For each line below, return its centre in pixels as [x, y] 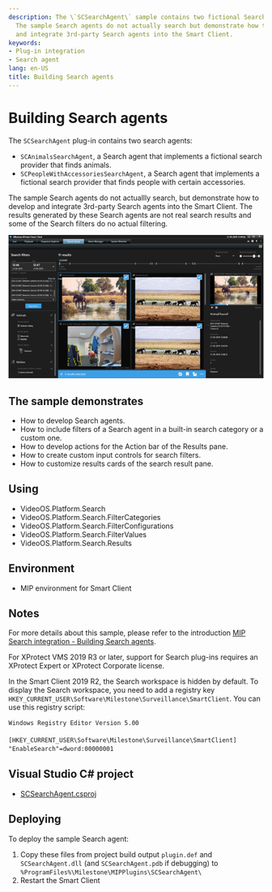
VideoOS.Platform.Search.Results [76, 543]
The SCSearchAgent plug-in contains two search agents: [100, 140]
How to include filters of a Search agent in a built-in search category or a [142, 429]
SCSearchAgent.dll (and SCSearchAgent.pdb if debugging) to [119, 863]
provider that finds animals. [66, 164]
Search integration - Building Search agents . [82, 642]
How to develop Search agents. [72, 420]
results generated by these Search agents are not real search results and [130, 215]
